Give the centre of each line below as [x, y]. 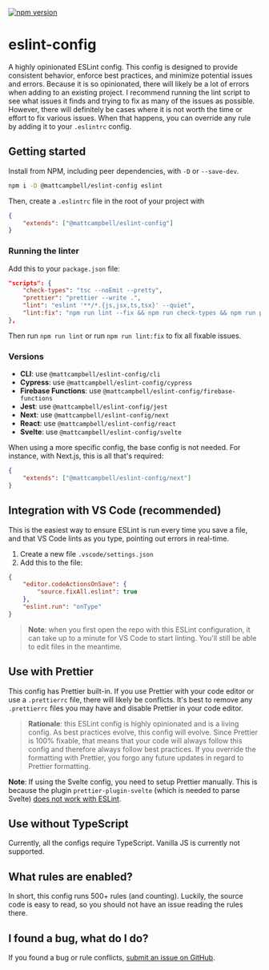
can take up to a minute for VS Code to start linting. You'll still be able [142, 638]
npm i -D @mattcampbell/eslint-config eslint [85, 185]
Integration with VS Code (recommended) [115, 511]
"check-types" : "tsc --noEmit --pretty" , [92, 291]
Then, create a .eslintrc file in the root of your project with [106, 201]
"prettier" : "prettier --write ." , [82, 298]
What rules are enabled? [71, 877]
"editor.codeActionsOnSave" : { [75, 585]
